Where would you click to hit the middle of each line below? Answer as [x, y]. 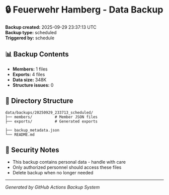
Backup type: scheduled [31, 32]
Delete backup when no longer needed [53, 173]
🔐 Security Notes [32, 150]
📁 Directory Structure [39, 101]
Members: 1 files [30, 69]
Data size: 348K [29, 80]
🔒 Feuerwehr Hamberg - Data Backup [84, 10]
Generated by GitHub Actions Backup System [53, 187]
